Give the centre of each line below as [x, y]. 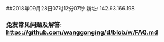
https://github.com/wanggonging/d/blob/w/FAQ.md [82, 32]
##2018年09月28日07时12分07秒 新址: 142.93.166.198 [70, 8]
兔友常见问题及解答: [34, 25]
